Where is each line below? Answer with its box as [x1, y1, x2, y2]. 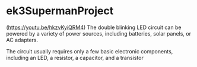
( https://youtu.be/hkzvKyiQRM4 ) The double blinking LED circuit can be [6, 24, 182, 31]
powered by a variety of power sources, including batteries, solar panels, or [6, 30, 192, 37]
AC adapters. [6, 36, 39, 43]
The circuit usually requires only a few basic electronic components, [6, 47, 173, 55]
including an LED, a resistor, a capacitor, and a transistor [6, 54, 144, 61]
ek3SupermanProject [6, 4, 114, 18]
